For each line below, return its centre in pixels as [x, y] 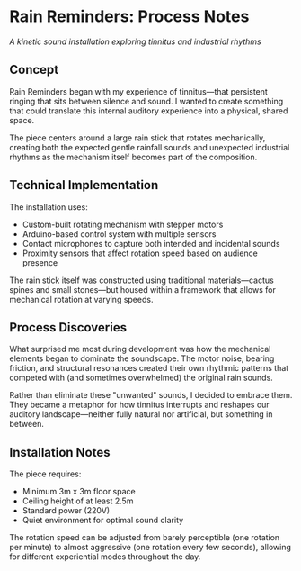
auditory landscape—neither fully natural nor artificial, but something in [141, 414]
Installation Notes [60, 452]
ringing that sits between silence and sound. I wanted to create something [146, 101]
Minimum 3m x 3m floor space [79, 492]
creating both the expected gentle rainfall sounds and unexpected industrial [150, 147]
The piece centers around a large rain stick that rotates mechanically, [137, 138]
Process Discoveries [68, 327]
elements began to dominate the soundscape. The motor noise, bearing [142, 358]
